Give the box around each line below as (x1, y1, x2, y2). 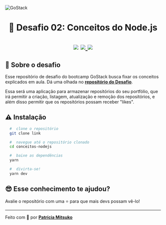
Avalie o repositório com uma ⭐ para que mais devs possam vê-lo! (5, 198, 140, 204)
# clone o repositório (9, 126, 58, 131)
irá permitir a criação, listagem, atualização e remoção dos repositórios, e (5, 94, 155, 99)
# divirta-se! (9, 167, 41, 172)
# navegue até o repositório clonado (9, 140, 90, 145)
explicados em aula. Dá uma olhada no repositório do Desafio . (5, 79, 133, 85)
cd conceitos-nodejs (9, 144, 52, 149)
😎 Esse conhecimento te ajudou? (5, 185, 110, 193)
